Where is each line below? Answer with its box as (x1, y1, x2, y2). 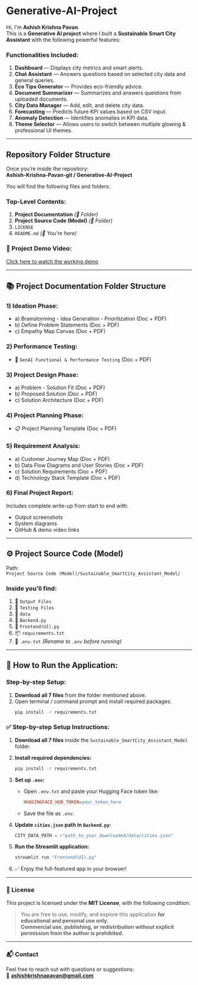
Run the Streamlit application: (14, 843, 90, 850)
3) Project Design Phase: (6, 370, 78, 378)
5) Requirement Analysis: (6, 442, 81, 450)
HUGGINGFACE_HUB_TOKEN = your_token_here (23, 799, 122, 805)
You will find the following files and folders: (6, 183, 111, 190)
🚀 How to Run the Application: (6, 660, 118, 670)
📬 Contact (6, 950, 39, 958)
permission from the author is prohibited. (20, 930, 124, 937)
